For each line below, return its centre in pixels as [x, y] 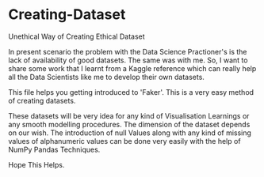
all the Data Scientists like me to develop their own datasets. [106, 77]
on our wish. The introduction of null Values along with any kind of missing [130, 133]
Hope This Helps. [36, 164]
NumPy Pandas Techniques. [54, 149]
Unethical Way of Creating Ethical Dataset [77, 36]
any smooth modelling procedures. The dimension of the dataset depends [129, 124]
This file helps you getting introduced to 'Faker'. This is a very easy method [131, 92]
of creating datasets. [42, 100]
